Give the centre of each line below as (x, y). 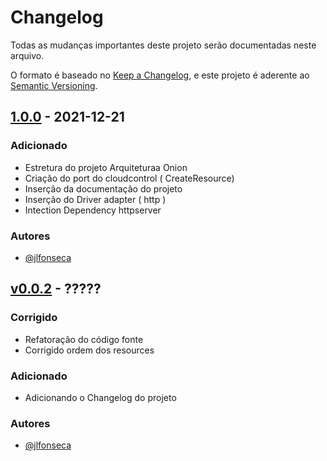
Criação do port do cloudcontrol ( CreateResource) (129, 178)
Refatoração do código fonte (84, 339)
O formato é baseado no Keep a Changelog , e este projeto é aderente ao (160, 75)
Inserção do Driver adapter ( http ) (95, 199)
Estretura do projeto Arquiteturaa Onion (106, 167)
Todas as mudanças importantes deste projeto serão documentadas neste (163, 45)
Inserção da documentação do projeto (103, 188)
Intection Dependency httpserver (93, 210)
